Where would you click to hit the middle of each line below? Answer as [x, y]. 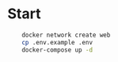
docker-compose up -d [57, 50]
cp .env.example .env [57, 42]
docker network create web [66, 35]
